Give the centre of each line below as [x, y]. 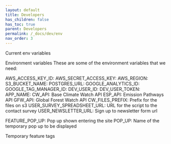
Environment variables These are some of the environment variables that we [86, 63]
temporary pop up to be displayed [41, 126]
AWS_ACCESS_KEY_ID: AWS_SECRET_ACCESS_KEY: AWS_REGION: [77, 78]
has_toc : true [20, 24]
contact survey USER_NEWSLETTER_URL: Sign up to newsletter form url [81, 111]
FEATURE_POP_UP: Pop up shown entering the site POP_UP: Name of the [82, 121]
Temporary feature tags [30, 136]
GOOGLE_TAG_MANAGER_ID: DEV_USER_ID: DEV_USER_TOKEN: [73, 89]
